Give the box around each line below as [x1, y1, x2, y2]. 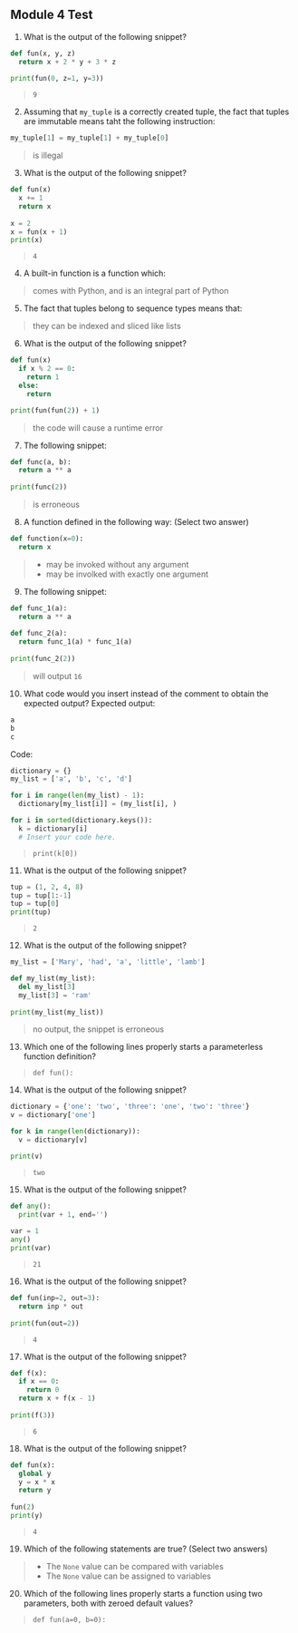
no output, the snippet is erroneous [32, 1024, 165, 1035]
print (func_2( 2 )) [10, 655, 76, 664]
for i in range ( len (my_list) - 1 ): [10, 791, 145, 801]
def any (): [10, 1201, 52, 1210]
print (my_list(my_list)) [10, 1007, 104, 1016]
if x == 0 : [18, 1377, 60, 1386]
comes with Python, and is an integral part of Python [32, 286, 229, 296]
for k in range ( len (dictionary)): [10, 1127, 141, 1136]
